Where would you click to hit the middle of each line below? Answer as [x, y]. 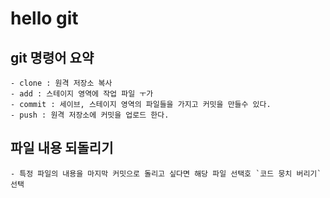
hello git [44, 18]
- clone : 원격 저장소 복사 [61, 83]
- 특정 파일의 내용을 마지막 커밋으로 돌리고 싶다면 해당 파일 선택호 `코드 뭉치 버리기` [166, 173]
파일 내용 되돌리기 [62, 148]
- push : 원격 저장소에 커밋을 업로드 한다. [90, 115]
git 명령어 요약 [52, 57]
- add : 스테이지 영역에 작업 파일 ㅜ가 [82, 94]
